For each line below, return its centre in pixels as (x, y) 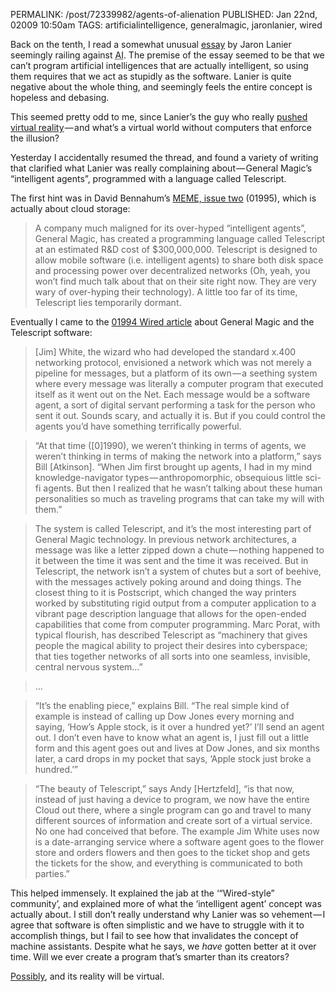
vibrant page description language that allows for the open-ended (170, 613)
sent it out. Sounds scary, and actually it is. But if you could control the (180, 415)
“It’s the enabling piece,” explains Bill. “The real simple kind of (162, 705)
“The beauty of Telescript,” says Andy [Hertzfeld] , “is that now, (164, 788)
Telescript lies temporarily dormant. (108, 302)
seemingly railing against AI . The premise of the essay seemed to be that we (167, 55)
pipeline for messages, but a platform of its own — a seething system (176, 373)
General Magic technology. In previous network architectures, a (165, 539)
